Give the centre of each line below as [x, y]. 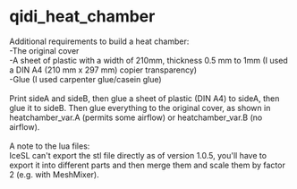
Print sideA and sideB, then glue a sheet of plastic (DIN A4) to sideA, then [144, 98]
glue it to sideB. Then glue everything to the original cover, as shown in [140, 107]
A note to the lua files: [50, 146]
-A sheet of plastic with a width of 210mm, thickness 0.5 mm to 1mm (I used [148, 60]
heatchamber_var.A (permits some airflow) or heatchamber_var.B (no [136, 117]
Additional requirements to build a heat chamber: [99, 41]
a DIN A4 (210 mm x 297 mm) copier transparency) [103, 70]
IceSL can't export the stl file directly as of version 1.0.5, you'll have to [138, 155]
